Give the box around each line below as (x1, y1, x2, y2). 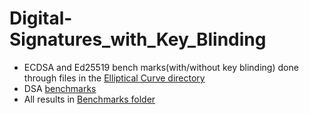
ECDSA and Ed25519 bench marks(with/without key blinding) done (23, 61, 299, 73)
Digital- (9, 7, 73, 30)
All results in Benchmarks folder (23, 93, 156, 105)
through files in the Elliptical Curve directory (23, 72, 206, 84)
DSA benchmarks (23, 82, 97, 94)
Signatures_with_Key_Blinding (9, 28, 267, 51)
